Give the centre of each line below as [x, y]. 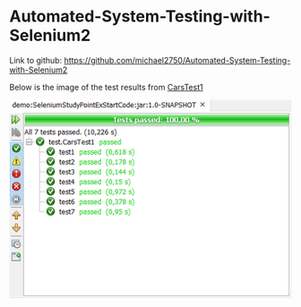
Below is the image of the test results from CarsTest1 [106, 87]
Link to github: [36, 60]
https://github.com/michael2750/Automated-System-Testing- [177, 60]
